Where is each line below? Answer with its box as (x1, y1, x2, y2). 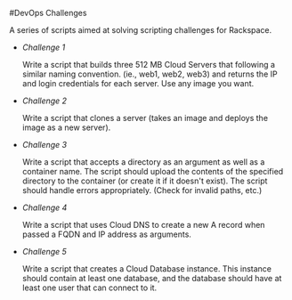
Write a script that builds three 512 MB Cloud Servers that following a (21, 60, 276, 69)
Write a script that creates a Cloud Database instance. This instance (21, 264, 272, 274)
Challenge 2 (21, 95, 68, 106)
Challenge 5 (21, 247, 67, 256)
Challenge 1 (21, 42, 66, 53)
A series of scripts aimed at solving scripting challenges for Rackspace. (9, 25, 272, 35)
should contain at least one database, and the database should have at (21, 273, 282, 283)
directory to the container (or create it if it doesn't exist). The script (21, 175, 268, 186)
